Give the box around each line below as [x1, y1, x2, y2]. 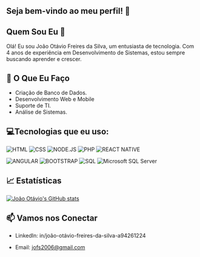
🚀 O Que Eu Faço [6, 73, 70, 83]
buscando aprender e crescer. [6, 56, 82, 63]
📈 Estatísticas [6, 176, 62, 186]
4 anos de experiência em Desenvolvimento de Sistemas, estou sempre [6, 49, 185, 56]
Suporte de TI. [15, 102, 52, 109]
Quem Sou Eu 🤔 [6, 27, 65, 37]
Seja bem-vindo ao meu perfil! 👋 [6, 6, 130, 16]
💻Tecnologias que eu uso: [6, 126, 109, 137]
